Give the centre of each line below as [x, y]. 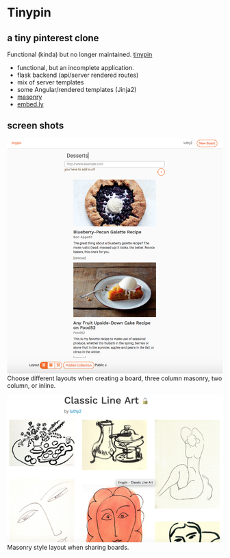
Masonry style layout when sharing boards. [68, 548]
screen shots [36, 126]
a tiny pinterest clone [53, 38]
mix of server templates [50, 82]
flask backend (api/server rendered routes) [78, 75]
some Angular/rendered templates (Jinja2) [77, 90]
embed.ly [30, 104]
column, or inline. [31, 386]
